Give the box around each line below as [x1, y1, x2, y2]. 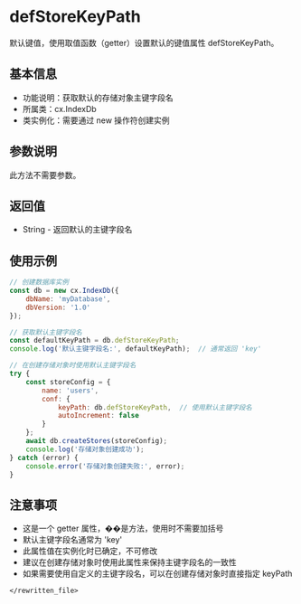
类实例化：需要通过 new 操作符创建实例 [22, 115, 170, 126]
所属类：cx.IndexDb [22, 103, 97, 114]
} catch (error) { [9, 453, 79, 462]
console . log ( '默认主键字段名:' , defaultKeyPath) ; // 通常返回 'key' [9, 344, 262, 354]
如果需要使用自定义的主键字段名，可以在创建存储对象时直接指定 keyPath [22, 568, 293, 580]
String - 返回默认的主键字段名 [22, 224, 133, 235]
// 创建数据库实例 [9, 278, 70, 287]
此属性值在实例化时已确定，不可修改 [22, 545, 158, 557]
